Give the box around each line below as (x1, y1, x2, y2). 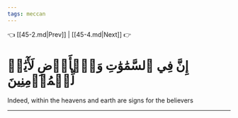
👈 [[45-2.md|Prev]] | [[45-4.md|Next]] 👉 (7, 30, 132, 39)
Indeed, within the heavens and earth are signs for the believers (7, 96, 193, 105)
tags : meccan (7, 10, 46, 18)
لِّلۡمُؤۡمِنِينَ (7, 72, 75, 88)
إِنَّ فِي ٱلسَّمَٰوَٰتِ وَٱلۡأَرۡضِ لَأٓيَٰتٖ (7, 57, 189, 73)
